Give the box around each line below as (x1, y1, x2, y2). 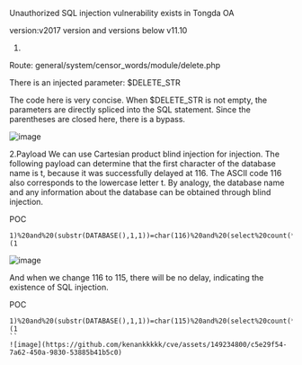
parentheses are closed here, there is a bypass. (9, 114, 186, 124)
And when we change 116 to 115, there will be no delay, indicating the (9, 272, 264, 282)
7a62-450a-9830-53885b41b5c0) (9, 348, 123, 357)
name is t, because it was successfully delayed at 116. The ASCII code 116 (9, 168, 282, 178)
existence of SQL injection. (9, 282, 110, 292)
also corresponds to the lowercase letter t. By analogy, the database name (9, 177, 285, 188)
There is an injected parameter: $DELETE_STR (9, 77, 182, 88)
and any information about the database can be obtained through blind (9, 187, 271, 197)
